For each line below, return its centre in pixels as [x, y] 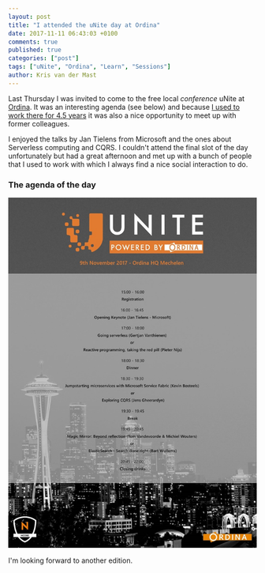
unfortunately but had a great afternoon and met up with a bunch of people [130, 156]
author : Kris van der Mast [52, 75]
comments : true [33, 42]
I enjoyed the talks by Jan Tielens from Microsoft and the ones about [120, 139]
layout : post [30, 17]
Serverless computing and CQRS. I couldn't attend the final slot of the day [128, 147]
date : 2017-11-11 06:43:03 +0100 [63, 33]
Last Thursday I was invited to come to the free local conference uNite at [127, 98]
